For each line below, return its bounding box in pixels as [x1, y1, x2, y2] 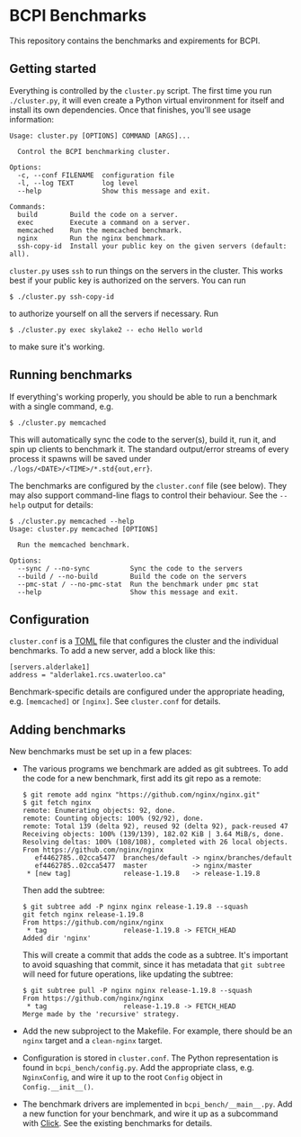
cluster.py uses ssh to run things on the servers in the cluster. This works [9, 265, 283, 275]
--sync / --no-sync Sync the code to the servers [17, 564, 243, 573]
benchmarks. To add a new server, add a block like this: [9, 645, 216, 656]
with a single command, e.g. [9, 401, 114, 411]
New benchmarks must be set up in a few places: [9, 746, 192, 757]
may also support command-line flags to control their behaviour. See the [9, 490, 279, 501]
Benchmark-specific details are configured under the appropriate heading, [9, 686, 286, 698]
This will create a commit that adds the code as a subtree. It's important [22, 950, 289, 961]
